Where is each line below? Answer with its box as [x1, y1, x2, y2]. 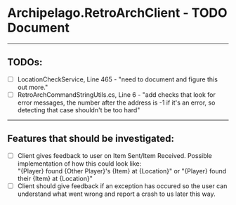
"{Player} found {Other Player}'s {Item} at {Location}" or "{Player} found [17, 166, 227, 175]
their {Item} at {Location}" [17, 174, 93, 183]
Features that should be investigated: [7, 133, 174, 145]
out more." [17, 83, 48, 91]
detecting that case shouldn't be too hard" [17, 105, 140, 114]
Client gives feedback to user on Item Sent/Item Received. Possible [17, 151, 213, 159]
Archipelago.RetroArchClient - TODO [7, 5, 228, 21]
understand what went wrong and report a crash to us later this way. [17, 190, 216, 198]
